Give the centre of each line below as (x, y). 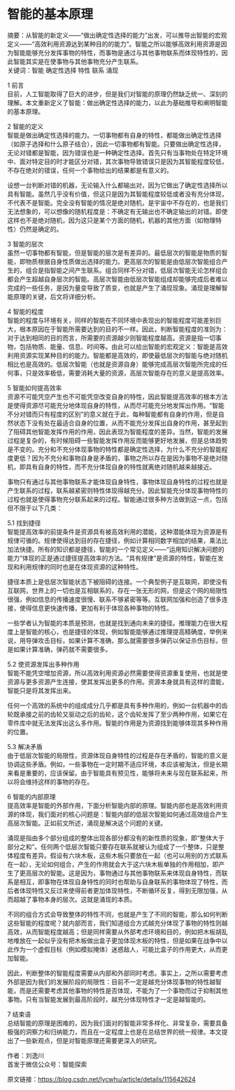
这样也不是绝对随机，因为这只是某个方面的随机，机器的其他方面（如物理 (111, 220)
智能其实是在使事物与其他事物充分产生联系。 (77, 61)
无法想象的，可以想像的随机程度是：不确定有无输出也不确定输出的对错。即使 (117, 211)
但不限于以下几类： (35, 508)
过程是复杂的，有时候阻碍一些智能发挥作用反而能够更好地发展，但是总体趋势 (117, 440)
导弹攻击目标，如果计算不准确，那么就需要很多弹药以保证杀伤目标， (123, 640)
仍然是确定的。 (41, 229)
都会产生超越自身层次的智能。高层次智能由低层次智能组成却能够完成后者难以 (117, 279)
